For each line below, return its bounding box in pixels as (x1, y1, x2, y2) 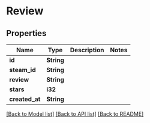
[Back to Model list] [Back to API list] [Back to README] (6, 110, 144, 118)
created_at (9, 95, 41, 103)
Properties (6, 28, 47, 38)
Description (70, 46, 104, 54)
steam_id (9, 66, 36, 74)
